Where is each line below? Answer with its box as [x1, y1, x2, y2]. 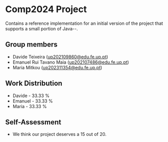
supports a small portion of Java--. [5, 25, 78, 31]
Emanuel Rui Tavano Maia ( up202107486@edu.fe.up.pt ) [12, 59, 129, 65]
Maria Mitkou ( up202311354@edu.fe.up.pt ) [12, 64, 103, 70]
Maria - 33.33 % [12, 103, 47, 109]
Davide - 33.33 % [12, 92, 50, 99]
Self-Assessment [5, 118, 62, 126]
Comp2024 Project [5, 4, 87, 15]
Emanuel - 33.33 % [12, 98, 53, 104]
